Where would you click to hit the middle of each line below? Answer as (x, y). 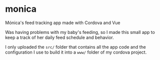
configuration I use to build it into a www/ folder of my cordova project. (76, 52)
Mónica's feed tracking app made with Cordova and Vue (63, 23)
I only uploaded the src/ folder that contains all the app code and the (76, 47)
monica (21, 9)
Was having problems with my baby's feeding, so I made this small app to (80, 32)
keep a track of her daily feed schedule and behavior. (59, 37)
